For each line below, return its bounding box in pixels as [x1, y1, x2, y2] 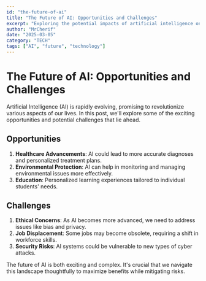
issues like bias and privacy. [15, 223, 86, 231]
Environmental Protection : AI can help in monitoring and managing [15, 163, 186, 171]
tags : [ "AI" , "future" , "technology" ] [6, 44, 105, 50]
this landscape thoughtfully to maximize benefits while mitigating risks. [6, 268, 185, 275]
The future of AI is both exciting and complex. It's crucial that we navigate [6, 261, 193, 269]
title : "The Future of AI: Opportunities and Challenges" [6, 15, 158, 21]
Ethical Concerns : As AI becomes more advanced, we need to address [15, 217, 196, 224]
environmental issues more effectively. [15, 169, 113, 177]
